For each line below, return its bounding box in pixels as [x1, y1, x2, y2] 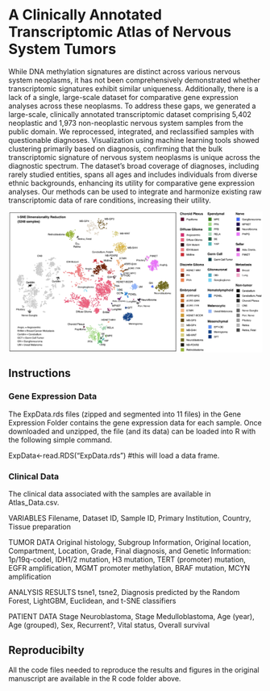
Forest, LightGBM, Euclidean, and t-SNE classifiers [8, 596, 177, 605]
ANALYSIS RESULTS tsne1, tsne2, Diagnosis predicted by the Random [8, 587, 240, 597]
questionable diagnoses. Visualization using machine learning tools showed [8, 135, 260, 144]
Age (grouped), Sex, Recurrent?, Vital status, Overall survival [8, 620, 210, 630]
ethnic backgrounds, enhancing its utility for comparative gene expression [8, 178, 255, 187]
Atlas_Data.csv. [8, 497, 60, 507]
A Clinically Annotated [8, 6, 163, 24]
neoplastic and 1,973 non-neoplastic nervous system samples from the [8, 118, 244, 128]
